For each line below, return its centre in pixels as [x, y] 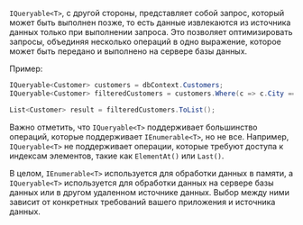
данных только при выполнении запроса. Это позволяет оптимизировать [151, 32]
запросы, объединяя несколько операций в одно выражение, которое [145, 41]
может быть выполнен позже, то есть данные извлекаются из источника [150, 22]
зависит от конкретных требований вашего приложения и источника [142, 202]
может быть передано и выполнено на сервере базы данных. [129, 51]
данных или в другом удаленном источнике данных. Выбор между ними [150, 192]
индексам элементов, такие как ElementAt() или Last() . [117, 156]
